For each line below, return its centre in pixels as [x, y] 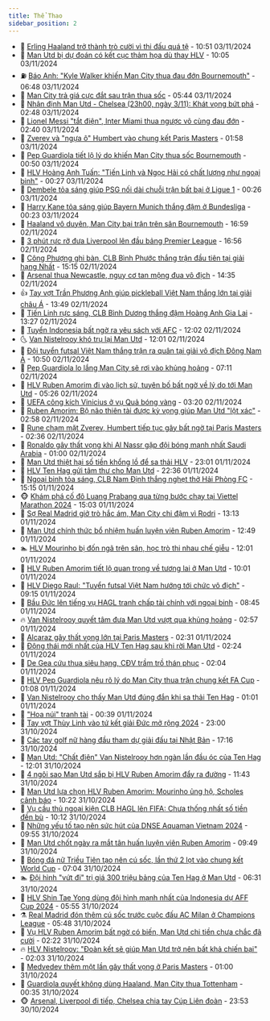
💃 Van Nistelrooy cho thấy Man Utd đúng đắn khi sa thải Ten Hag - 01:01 [139, 697]
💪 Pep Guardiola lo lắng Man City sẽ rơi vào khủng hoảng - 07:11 [126, 367]
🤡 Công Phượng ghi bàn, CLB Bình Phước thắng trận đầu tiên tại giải [132, 258]
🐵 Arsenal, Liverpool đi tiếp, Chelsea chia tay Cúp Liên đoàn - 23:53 [134, 1001]
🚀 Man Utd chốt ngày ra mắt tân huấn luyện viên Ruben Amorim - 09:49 [139, 842]
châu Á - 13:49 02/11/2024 [64, 304]
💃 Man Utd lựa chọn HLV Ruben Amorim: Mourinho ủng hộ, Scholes [131, 791]
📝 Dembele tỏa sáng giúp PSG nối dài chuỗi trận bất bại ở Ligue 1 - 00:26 [141, 189]
